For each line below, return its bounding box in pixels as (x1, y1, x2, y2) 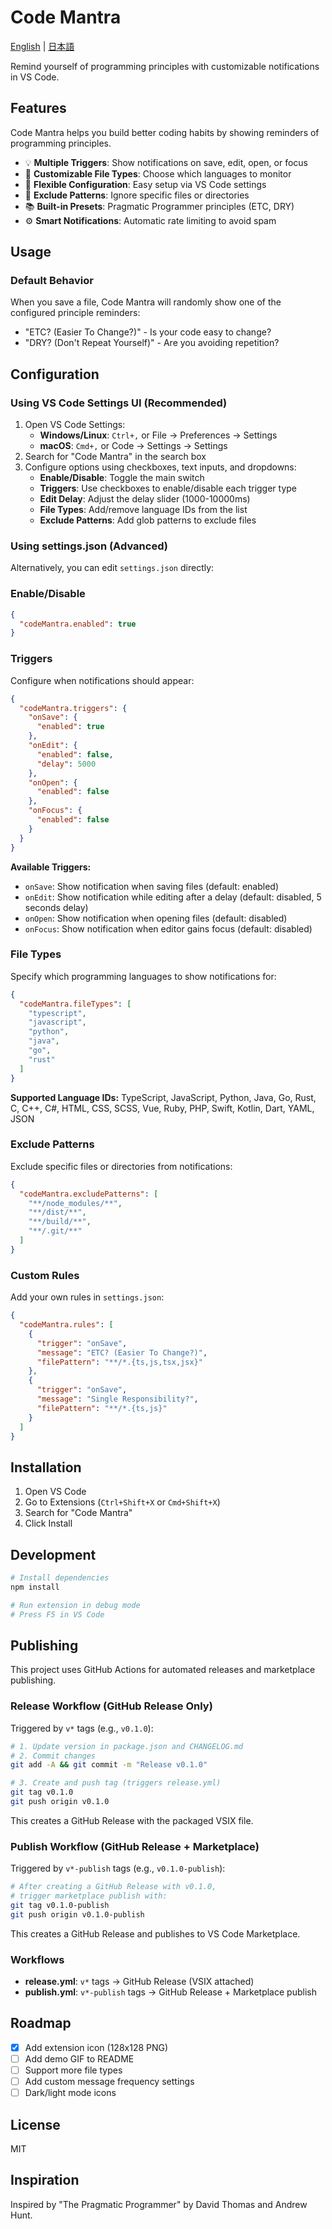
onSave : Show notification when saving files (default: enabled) (24, 880, 279, 892)
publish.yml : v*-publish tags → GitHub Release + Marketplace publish (24, 1986, 317, 1998)
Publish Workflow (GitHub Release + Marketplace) (10, 1839, 260, 1853)
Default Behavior (10, 274, 94, 288)
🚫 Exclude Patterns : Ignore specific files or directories (24, 189, 250, 201)
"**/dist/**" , (28, 1207, 87, 1218)
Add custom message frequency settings (24, 2075, 195, 2087)
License (10, 2116, 61, 2133)
